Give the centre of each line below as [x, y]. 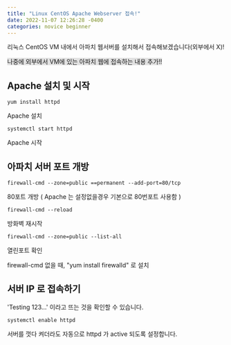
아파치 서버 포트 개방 [48, 167]
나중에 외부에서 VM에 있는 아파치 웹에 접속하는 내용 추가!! [85, 62]
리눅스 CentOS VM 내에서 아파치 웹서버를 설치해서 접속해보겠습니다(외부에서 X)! [116, 47]
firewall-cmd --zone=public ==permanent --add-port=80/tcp [94, 183]
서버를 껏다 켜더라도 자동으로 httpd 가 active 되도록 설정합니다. [92, 334]
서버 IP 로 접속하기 [44, 289]
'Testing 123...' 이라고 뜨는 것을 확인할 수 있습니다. [75, 307]
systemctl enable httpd [41, 320]
